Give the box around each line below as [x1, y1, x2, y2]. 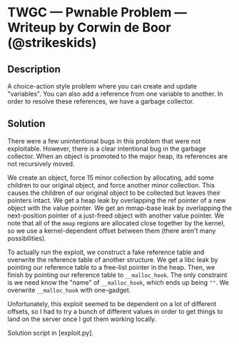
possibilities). [7, 233, 46, 243]
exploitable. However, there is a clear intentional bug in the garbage [7, 144, 206, 153]
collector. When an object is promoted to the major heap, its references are [7, 151, 228, 161]
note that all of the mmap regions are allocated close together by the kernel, [7, 218, 225, 227]
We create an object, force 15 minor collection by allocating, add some [7, 173, 214, 182]
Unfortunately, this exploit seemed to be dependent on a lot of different [7, 299, 217, 308]
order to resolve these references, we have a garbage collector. [7, 97, 195, 106]
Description [7, 63, 61, 75]
